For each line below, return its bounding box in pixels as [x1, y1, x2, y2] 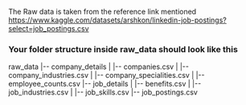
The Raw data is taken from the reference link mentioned [8, 7, 197, 16]
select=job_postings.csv [8, 24, 90, 33]
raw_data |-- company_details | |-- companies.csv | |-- [8, 62, 189, 71]
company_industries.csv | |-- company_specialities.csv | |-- [8, 71, 205, 80]
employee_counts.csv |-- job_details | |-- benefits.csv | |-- [8, 79, 202, 89]
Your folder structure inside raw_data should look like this [8, 43, 239, 55]
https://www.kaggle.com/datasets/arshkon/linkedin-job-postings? [8, 15, 227, 25]
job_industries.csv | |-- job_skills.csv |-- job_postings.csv [8, 87, 199, 97]
